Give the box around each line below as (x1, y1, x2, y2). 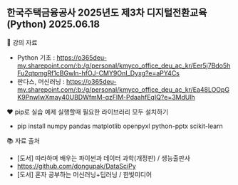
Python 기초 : (16, 53, 56, 62)
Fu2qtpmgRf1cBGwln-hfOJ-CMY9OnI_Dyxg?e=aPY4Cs (16, 68, 180, 77)
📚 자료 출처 (6, 136, 41, 144)
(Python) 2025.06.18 (6, 18, 100, 31)
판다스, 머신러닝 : (16, 77, 65, 85)
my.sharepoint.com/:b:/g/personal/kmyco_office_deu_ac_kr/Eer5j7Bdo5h (16, 61, 231, 70)
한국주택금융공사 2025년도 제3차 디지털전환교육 (6, 6, 207, 19)
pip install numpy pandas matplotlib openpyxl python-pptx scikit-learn (16, 122, 224, 130)
